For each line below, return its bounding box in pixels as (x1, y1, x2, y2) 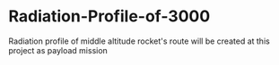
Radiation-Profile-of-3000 (8, 6, 211, 27)
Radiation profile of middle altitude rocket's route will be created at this (8, 36, 270, 46)
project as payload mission (8, 45, 109, 55)
